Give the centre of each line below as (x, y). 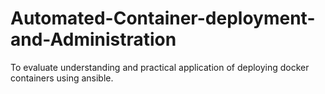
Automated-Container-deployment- (163, 18)
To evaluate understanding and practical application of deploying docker (160, 67)
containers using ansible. (62, 78)
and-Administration (93, 39)
